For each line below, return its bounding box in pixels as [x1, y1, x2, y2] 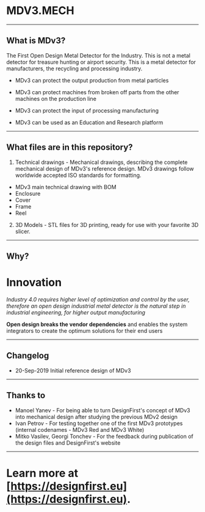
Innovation [6, 276, 62, 289]
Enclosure [15, 190, 41, 197]
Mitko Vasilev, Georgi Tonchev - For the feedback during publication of [15, 432, 194, 440]
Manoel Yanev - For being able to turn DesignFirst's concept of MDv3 [15, 406, 190, 414]
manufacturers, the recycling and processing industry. [6, 65, 143, 72]
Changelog [6, 351, 49, 361]
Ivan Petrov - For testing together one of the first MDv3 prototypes [15, 420, 183, 427]
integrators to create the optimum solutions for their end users [6, 327, 163, 334]
